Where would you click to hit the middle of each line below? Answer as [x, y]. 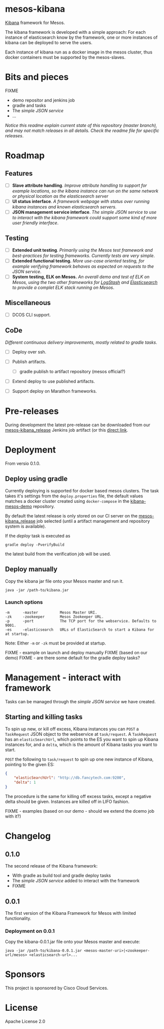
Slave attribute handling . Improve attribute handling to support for [80, 185]
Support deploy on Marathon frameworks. [54, 391]
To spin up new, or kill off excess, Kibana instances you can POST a [72, 729]
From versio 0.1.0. [23, 463]
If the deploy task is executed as [38, 536]
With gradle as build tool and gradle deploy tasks [61, 875]
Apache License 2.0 [25, 1022]
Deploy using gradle [36, 479]
